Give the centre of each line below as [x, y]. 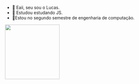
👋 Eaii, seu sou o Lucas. [36, 8]
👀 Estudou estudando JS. [37, 13]
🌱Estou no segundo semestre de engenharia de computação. [73, 18]
